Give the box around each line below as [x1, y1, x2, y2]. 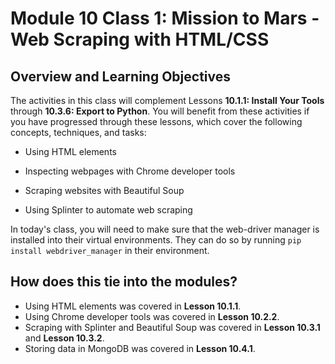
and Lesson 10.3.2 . [24, 332, 105, 344]
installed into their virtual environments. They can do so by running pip [10, 234, 302, 246]
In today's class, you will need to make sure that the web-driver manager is [10, 223, 320, 235]
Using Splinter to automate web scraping [24, 204, 193, 216]
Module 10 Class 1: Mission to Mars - [10, 7, 320, 30]
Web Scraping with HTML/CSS [10, 28, 270, 51]
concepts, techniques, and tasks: [10, 127, 147, 138]
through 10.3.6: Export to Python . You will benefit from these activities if [10, 105, 310, 117]
